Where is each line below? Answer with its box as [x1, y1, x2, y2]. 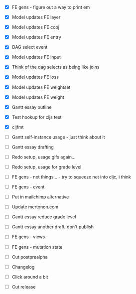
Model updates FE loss [11, 74, 59, 80]
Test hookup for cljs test [11, 114, 62, 120]
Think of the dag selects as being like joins [11, 64, 100, 70]
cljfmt [11, 124, 24, 130]
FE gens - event [11, 184, 45, 190]
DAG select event [11, 44, 48, 50]
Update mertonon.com [11, 204, 59, 210]
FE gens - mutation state [11, 244, 63, 250]
